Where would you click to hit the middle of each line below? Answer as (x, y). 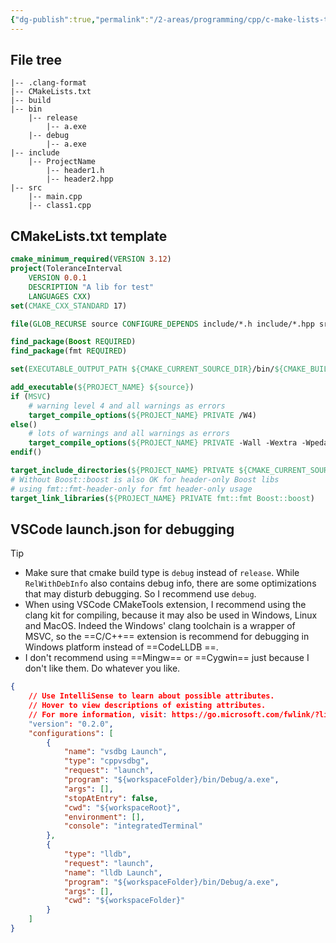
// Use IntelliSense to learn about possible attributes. (151, 696)
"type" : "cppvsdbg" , (106, 761)
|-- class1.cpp (60, 206)
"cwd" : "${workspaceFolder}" (124, 901)
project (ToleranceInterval (66, 269)
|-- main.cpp (55, 197)
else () (24, 424)
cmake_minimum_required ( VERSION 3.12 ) (91, 259)
